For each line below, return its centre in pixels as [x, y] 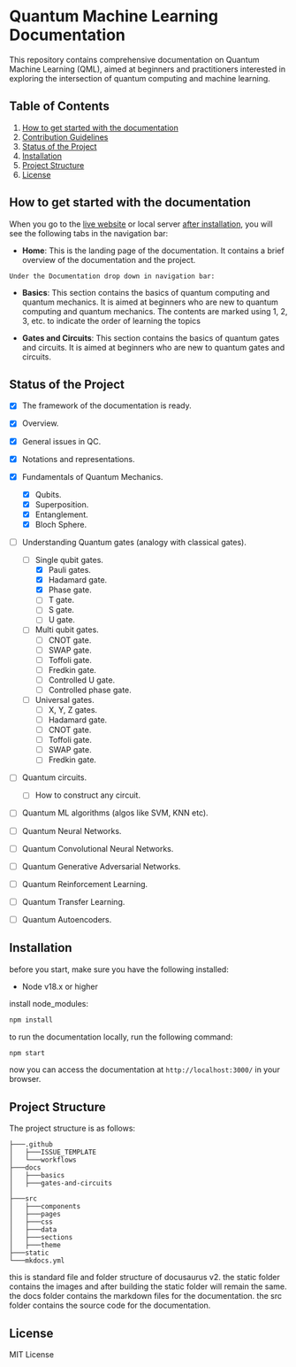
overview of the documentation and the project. [109, 259]
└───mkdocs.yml [37, 1261]
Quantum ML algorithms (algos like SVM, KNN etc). [115, 813]
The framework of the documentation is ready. [106, 405]
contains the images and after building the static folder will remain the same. [148, 1286]
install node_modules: [49, 1003]
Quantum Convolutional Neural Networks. [98, 848]
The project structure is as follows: [72, 1128]
